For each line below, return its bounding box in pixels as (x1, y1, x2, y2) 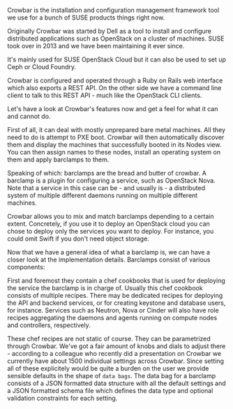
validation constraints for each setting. (7, 394, 118, 402)
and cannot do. (7, 112, 51, 120)
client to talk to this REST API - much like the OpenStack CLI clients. (7, 91, 202, 99)
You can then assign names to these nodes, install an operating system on (7, 148, 221, 156)
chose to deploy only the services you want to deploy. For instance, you (7, 227, 214, 235)
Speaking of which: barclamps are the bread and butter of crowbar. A (7, 169, 207, 177)
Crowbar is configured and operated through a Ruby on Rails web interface (7, 76, 223, 85)
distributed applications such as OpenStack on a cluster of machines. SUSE (7, 34, 225, 43)
